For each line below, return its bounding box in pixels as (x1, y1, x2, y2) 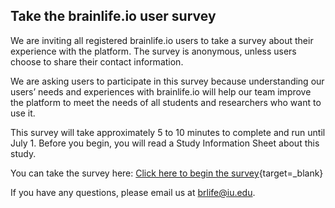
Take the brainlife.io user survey (10, 8, 217, 25)
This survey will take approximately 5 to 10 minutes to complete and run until (10, 126, 326, 138)
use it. (10, 107, 36, 119)
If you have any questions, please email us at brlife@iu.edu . (10, 186, 256, 198)
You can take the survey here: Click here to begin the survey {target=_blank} (10, 167, 324, 179)
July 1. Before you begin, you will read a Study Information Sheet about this (10, 137, 320, 149)
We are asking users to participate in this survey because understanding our (10, 75, 325, 87)
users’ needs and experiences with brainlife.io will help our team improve (10, 85, 312, 98)
